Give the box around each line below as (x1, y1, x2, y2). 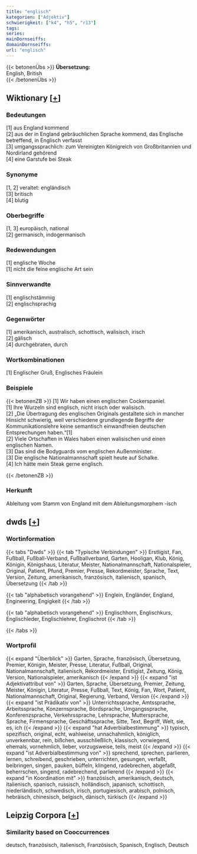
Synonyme (6, 170, 38, 179)
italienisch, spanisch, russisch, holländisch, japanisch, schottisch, (6, 781, 166, 788)
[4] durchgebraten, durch (6, 341, 68, 348)
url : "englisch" (6, 47, 46, 53)
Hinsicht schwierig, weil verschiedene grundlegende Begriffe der (6, 416, 164, 423)
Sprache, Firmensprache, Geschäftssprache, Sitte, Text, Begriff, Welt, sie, (6, 717, 185, 725)
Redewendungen (6, 246, 56, 254)
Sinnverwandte (6, 281, 51, 289)
